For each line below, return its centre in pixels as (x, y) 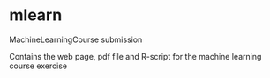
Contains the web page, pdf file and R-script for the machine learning (135, 56)
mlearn (36, 15)
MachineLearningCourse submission (76, 39)
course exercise (38, 66)
